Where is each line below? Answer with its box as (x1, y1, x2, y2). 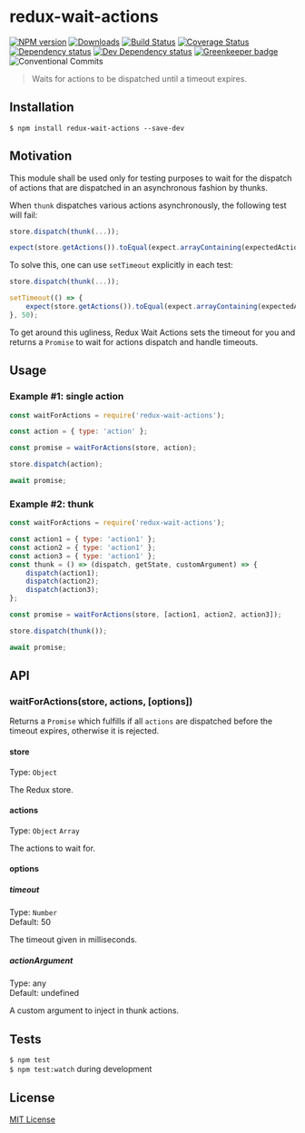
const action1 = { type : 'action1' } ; (9, 535, 156, 544)
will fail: (9, 209, 38, 220)
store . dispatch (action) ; (9, 460, 103, 469)
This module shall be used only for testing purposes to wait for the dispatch (9, 172, 292, 183)
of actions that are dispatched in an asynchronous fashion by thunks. (9, 182, 269, 192)
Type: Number (9, 907, 57, 918)
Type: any (9, 978, 47, 989)
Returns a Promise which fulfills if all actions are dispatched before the (9, 715, 273, 727)
